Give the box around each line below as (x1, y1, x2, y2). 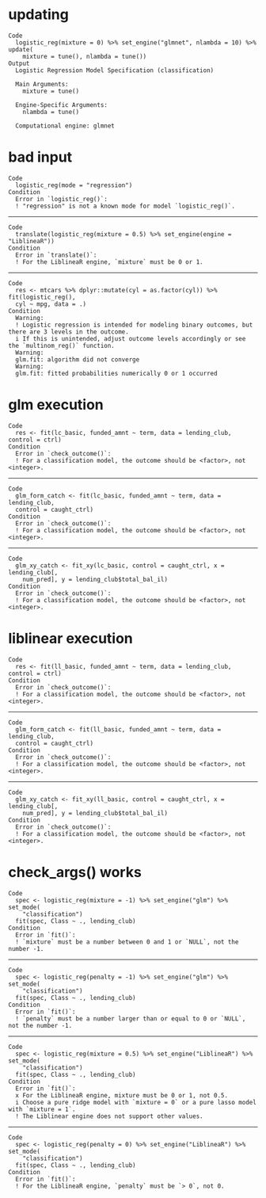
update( (8, 45, 34, 53)
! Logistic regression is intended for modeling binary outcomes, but (15, 321, 253, 329)
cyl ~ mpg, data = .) (15, 299, 87, 308)
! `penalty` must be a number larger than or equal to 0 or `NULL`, (15, 1014, 246, 1023)
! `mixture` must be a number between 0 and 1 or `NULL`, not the (15, 937, 239, 946)
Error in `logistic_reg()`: (15, 195, 108, 203)
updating (8, 6, 69, 24)
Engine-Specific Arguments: (15, 101, 108, 109)
